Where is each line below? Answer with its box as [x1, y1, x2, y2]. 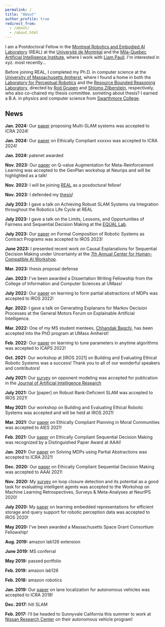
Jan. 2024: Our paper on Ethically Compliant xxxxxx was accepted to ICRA [5, 137, 158, 143]
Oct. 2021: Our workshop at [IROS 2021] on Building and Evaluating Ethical [5, 354, 157, 361]
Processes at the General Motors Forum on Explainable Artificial [5, 310, 135, 316]
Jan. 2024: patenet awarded [5, 152, 64, 158]
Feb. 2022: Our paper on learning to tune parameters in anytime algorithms [5, 339, 159, 346]
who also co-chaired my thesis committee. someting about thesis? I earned [5, 90, 158, 96]
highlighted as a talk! [5, 172, 47, 178]
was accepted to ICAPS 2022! [5, 345, 66, 351]
